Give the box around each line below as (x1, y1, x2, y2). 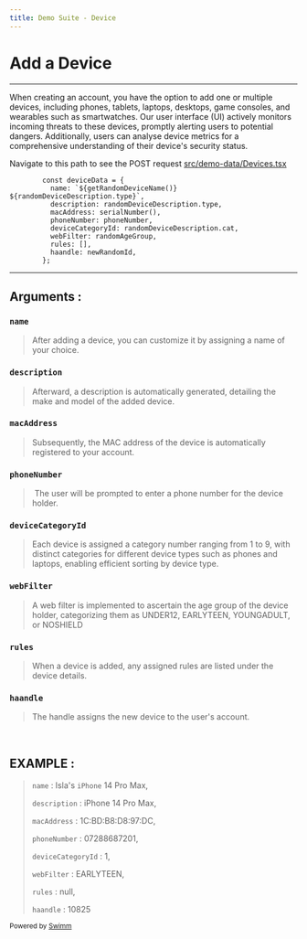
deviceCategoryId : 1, (31, 851, 111, 862)
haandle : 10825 (31, 904, 91, 915)
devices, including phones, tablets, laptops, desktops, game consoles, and (9, 101, 291, 112)
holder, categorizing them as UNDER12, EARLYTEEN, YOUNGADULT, (31, 609, 291, 620)
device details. (31, 670, 88, 681)
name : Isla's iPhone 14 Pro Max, (31, 780, 149, 791)
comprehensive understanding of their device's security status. (9, 140, 249, 151)
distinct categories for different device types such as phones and (31, 549, 279, 560)
